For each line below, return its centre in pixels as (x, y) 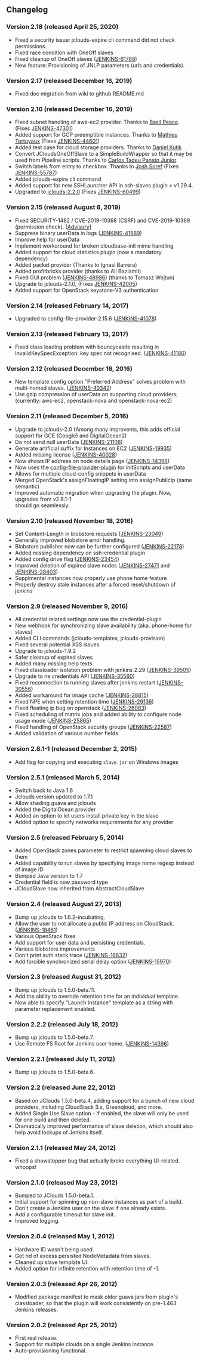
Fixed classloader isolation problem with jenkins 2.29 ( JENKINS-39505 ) (103, 670)
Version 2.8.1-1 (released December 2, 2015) (72, 749)
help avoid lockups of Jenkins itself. (59, 1132)
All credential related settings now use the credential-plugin (88, 619)
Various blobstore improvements (55, 949)
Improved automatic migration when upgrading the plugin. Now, (93, 492)
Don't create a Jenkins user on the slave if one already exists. (90, 1208)
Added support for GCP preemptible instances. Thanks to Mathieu (96, 135)
